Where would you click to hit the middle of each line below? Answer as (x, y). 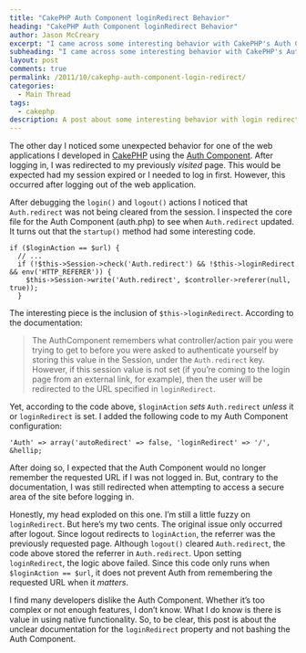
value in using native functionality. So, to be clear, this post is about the (143, 620)
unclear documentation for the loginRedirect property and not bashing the (150, 629)
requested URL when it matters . (69, 583)
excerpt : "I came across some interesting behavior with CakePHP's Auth (150, 43)
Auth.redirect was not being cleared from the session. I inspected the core (151, 212)
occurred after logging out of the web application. (103, 184)
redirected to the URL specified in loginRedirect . (123, 389)
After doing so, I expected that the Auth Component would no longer (138, 468)
